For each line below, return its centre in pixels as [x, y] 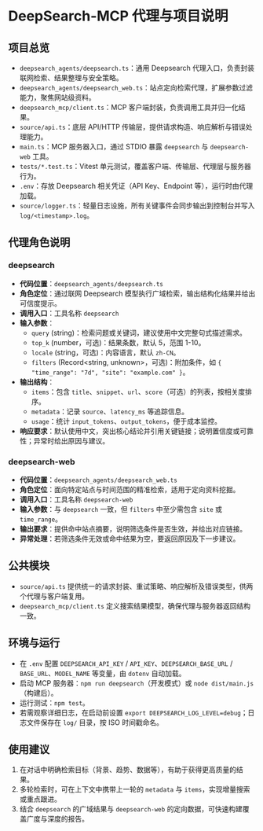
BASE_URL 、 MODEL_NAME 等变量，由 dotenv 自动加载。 [102, 673]
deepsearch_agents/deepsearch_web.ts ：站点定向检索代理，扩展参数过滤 [136, 88]
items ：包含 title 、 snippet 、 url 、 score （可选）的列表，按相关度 [138, 392]
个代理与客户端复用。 [54, 596]
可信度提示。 [40, 303]
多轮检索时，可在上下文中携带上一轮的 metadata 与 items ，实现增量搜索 [135, 789]
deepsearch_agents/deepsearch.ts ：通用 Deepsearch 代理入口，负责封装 [137, 68]
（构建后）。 [38, 693]
